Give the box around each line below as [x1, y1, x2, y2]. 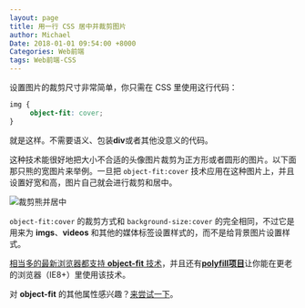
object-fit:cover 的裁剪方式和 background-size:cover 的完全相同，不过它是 [9, 215, 295, 226]
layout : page [9, 13, 59, 23]
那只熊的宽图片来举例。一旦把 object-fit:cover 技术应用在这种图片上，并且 [9, 165, 295, 176]
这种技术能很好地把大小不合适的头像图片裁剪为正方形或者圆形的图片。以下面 [9, 154, 297, 165]
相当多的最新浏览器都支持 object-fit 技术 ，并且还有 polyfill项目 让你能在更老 [9, 257, 293, 269]
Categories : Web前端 [9, 47, 85, 56]
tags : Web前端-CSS [9, 56, 76, 65]
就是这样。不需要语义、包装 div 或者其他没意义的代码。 [9, 134, 214, 146]
